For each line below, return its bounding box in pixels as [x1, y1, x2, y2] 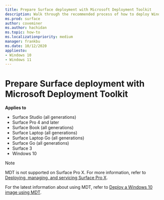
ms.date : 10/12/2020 [5, 44, 47, 48]
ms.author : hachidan [5, 25, 47, 30]
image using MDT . [5, 189, 41, 196]
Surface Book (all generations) [12, 125, 74, 131]
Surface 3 [12, 145, 33, 152]
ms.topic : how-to [5, 30, 41, 35]
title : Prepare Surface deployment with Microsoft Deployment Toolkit [5, 7, 152, 12]
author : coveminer [5, 21, 42, 26]
